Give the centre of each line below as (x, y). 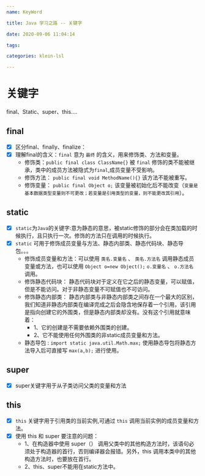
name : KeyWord (24, 12)
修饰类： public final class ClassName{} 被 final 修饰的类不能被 (107, 162)
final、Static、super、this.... (42, 112)
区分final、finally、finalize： (51, 147)
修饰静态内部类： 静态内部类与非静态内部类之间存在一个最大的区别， (111, 297)
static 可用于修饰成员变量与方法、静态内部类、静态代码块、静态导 (99, 243)
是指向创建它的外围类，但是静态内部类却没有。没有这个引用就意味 (107, 312)
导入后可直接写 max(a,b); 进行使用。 (76, 350)
